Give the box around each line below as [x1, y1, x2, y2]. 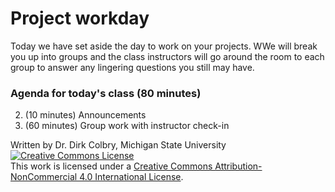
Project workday [10, 7, 150, 30]
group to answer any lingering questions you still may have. [10, 61, 255, 73]
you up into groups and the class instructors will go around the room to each [10, 50, 325, 62]
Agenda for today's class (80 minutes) [10, 86, 202, 100]
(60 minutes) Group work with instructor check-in [24, 120, 230, 132]
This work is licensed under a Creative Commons [10, 160, 213, 172]
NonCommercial [10, 171, 78, 183]
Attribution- [214, 160, 263, 172]
